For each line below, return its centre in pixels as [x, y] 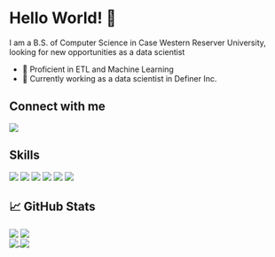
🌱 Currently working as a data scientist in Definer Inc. [119, 78]
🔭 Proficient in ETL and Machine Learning [98, 69]
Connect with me [58, 107]
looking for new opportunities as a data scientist [97, 51]
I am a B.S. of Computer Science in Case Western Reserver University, [137, 43]
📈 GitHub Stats [52, 206]
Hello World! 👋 [63, 18]
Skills [24, 156]
